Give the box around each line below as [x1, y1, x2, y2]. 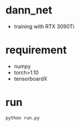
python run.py [5, 115, 40, 121]
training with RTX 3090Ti [13, 23, 74, 30]
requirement [5, 43, 67, 57]
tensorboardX [13, 75, 48, 82]
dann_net [5, 4, 53, 17]
